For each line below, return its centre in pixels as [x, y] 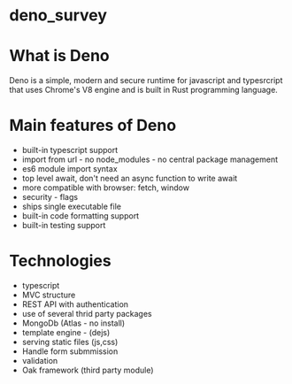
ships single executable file [72, 207]
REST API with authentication [75, 304]
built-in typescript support [69, 150]
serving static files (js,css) [70, 342]
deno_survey [58, 15]
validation [40, 361]
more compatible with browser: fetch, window [106, 188]
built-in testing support [64, 226]
